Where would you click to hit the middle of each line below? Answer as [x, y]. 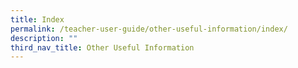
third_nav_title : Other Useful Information [102, 47]
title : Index [37, 19]
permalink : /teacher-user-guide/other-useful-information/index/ [149, 29]
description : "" [44, 38]
